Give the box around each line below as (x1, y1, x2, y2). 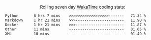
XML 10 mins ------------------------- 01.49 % (5, 31, 147, 36)
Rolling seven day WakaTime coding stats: (40, 4, 125, 10)
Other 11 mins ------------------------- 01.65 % (5, 27, 147, 32)
